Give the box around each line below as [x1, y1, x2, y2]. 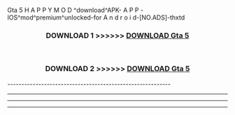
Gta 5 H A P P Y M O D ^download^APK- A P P [7, 6, 139, 14]
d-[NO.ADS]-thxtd [132, 13, 185, 22]
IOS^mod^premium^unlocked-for [7, 13, 102, 22]
